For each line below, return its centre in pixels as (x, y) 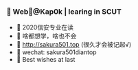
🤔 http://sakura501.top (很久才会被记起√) (74, 45)
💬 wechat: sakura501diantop (56, 52)
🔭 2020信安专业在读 (45, 27)
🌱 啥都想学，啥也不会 (46, 36)
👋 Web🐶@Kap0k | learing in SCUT (64, 12)
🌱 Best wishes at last (46, 60)
